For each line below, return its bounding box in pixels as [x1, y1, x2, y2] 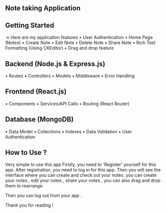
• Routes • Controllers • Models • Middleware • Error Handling [5, 73, 135, 79]
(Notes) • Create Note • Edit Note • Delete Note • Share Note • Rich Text [5, 40, 156, 46]
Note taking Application [5, 4, 81, 13]
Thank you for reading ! [5, 202, 53, 208]
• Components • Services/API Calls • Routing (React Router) [5, 100, 130, 107]
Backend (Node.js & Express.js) [5, 60, 105, 68]
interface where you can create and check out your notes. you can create [5, 172, 157, 178]
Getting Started [5, 21, 54, 30]
